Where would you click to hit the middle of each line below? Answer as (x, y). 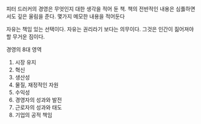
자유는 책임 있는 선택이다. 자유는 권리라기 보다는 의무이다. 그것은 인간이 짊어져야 (100, 29)
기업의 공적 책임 (33, 115)
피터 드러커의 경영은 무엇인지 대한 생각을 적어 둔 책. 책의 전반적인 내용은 (90, 9)
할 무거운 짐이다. (26, 37)
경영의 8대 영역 (24, 49)
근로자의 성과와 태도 (38, 107)
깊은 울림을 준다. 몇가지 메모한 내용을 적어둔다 (71, 16)
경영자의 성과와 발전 (38, 100)
